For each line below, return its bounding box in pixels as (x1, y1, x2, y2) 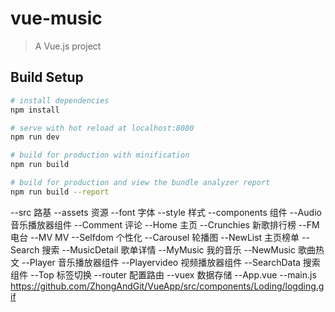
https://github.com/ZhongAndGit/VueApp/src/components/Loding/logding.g (10, 280, 325, 292)
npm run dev (10, 132, 60, 142)
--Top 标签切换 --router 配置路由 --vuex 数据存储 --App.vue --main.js (29, 268, 317, 281)
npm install (10, 105, 60, 115)
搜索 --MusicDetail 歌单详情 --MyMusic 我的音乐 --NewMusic (41, 243, 296, 256)
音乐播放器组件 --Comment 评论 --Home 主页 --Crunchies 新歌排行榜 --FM (10, 218, 320, 231)
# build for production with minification (10, 150, 190, 161)
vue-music (10, 7, 103, 30)
